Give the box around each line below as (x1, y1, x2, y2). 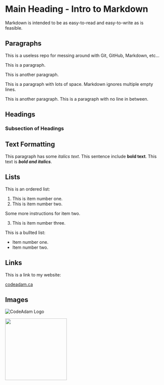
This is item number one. (12, 195, 63, 201)
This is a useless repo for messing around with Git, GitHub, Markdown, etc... (5, 52, 160, 58)
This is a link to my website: (5, 271, 62, 277)
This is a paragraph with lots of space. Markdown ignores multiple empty (5, 81, 154, 87)
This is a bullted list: (5, 230, 46, 235)
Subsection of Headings (5, 125, 64, 132)
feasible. (5, 25, 23, 31)
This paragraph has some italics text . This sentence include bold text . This (5, 153, 157, 159)
